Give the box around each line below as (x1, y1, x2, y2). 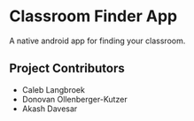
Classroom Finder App (9, 6, 178, 26)
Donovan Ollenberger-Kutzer (21, 94, 128, 104)
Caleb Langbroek (21, 84, 86, 95)
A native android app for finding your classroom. (9, 35, 186, 46)
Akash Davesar (21, 103, 78, 114)
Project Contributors (9, 61, 126, 76)
